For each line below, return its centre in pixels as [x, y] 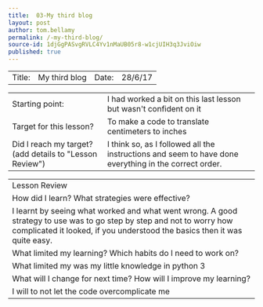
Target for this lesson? [53, 126]
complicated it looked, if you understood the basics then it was [127, 230]
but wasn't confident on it [154, 109]
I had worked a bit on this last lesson [174, 99]
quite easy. [32, 240]
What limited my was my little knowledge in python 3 [109, 266]
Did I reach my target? [52, 144]
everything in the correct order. [164, 164]
